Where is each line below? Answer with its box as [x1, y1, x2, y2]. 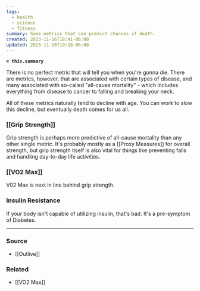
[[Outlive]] [14, 250, 40, 258]
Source [6, 237, 28, 245]
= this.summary [6, 58, 44, 64]
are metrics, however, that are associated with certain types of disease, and [6, 75, 192, 82]
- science [11, 20, 36, 26]
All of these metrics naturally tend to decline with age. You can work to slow [6, 99, 192, 106]
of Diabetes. [6, 216, 36, 224]
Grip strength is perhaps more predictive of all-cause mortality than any [6, 134, 182, 141]
